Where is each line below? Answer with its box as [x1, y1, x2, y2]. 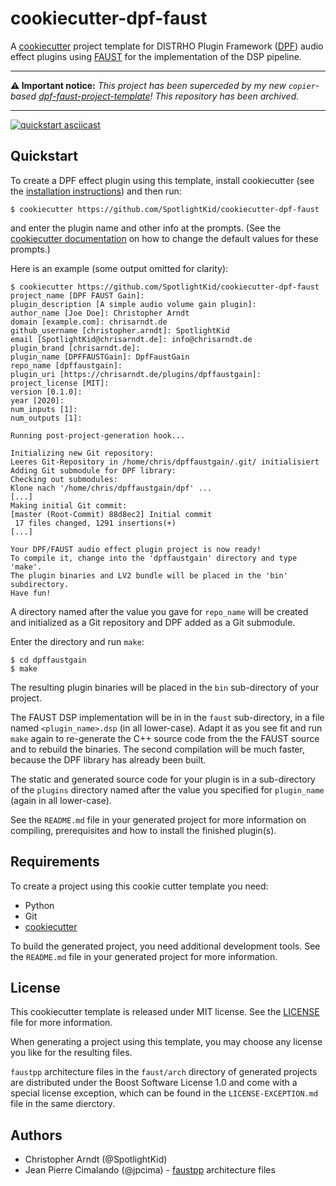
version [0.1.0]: [10, 387, 83, 397]
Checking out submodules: [10, 474, 118, 484]
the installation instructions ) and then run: [10, 185, 182, 197]
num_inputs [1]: [10, 404, 78, 414]
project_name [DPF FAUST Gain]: [10, 290, 145, 301]
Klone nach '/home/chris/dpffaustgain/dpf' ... [10, 483, 213, 493]
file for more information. [10, 1017, 113, 1029]
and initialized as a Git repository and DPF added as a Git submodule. [10, 616, 296, 628]
